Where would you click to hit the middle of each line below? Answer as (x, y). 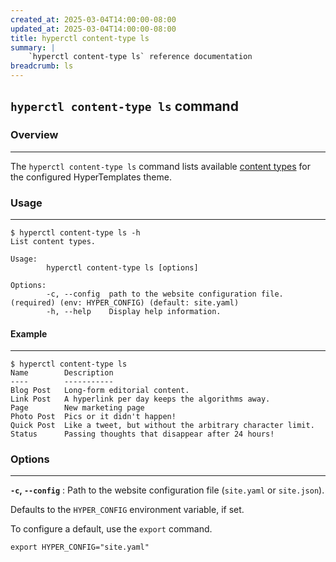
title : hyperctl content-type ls (80, 38)
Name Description (62, 373)
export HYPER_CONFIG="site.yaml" (80, 547)
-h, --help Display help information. (134, 311)
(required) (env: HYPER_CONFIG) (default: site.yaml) (125, 302)
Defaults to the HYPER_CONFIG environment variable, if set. (127, 510)
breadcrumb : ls (42, 66)
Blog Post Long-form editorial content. (100, 391)
